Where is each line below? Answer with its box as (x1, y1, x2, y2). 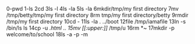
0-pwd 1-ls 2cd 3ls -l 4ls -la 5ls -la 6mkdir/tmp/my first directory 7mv (6, 5, 179, 12)
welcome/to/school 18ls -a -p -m (6, 31, 88, 38)
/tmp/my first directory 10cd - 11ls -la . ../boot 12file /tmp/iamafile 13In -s (6, 18, 186, 25)
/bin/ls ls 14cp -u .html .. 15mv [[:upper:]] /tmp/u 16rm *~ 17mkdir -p (6, 24, 174, 31)
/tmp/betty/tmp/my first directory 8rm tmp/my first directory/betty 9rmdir (6, 11, 189, 19)
